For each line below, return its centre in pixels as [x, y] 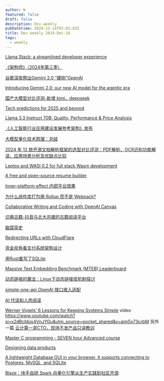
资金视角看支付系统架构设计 [34, 248]
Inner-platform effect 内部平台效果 [40, 185]
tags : [11, 38]
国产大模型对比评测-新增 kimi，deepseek [47, 98]
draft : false [19, 19]
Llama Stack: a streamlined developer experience [56, 57]
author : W [15, 10]
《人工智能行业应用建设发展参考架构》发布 [49, 128]
